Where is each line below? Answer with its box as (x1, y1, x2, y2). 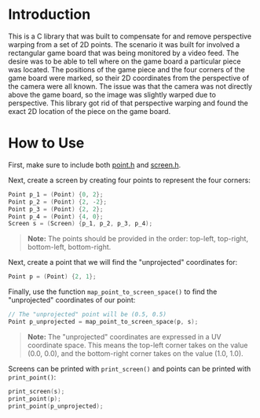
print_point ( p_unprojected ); (8, 402, 104, 410)
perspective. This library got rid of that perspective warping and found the (8, 98, 249, 108)
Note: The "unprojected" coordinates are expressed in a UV (27, 332, 222, 341)
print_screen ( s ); (8, 387, 65, 395)
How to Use (8, 134, 85, 152)
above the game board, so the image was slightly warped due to (8, 90, 216, 99)
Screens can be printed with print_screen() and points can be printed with (8, 364, 251, 373)
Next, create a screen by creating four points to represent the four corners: (8, 175, 251, 185)
